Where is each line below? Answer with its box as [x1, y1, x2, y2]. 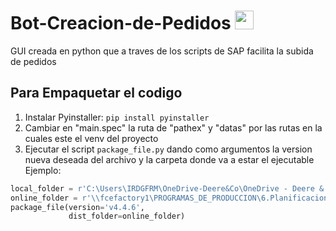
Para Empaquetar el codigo [10, 85, 183, 102]
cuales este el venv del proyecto [24, 132, 159, 144]
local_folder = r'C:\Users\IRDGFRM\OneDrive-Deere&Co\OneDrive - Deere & [10, 183, 325, 194]
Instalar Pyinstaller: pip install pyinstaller [24, 111, 210, 123]
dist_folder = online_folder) [68, 211, 186, 222]
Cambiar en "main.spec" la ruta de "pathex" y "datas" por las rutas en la [24, 121, 323, 134]
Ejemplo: [24, 164, 62, 176]
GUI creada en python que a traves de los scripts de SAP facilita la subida [10, 45, 314, 57]
